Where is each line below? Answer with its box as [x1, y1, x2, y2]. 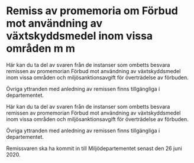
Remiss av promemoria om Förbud [6, 4, 179, 18]
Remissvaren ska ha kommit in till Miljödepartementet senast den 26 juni [6, 145, 182, 152]
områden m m [6, 42, 76, 56]
